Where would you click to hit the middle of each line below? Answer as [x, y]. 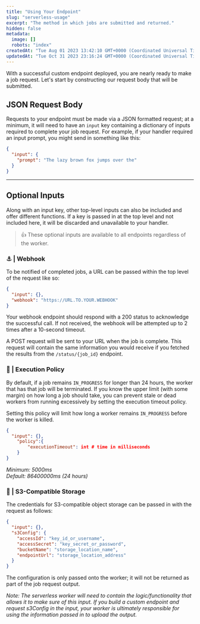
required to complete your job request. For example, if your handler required [100, 131]
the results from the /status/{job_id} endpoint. [65, 354]
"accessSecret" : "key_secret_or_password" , [72, 544]
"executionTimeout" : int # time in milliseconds [89, 447]
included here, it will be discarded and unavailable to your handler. [87, 222]
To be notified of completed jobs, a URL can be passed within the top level [97, 271]
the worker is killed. [30, 420]
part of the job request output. [43, 584]
